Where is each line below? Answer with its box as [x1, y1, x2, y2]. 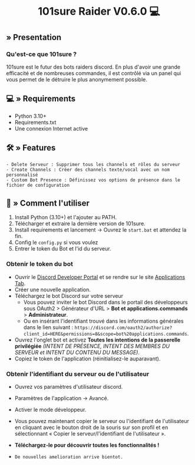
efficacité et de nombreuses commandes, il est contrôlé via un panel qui [6, 69, 181, 77]
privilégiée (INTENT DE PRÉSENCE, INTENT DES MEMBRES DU [14, 342, 170, 349]
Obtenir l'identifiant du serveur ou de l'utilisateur [6, 370, 150, 378]
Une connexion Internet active [14, 125, 88, 132]
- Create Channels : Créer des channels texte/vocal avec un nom [6, 167, 170, 173]
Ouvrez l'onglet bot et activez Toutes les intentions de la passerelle [14, 336, 181, 343]
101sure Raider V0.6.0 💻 [38, 5, 160, 18]
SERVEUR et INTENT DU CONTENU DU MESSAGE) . [14, 349, 140, 356]
